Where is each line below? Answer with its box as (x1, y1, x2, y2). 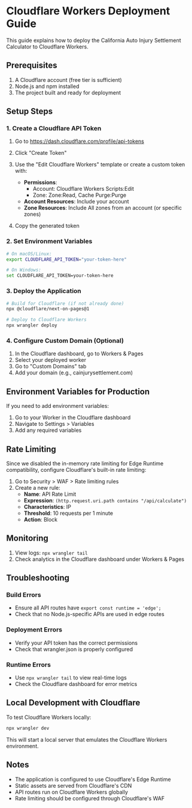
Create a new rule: (14, 484, 61, 491)
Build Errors (6, 591, 41, 599)
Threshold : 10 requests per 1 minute (23, 510, 114, 517)
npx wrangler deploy (6, 322, 58, 328)
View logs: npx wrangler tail (14, 549, 88, 556)
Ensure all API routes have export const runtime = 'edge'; (14, 604, 161, 611)
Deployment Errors (6, 626, 63, 634)
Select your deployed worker (14, 356, 87, 364)
